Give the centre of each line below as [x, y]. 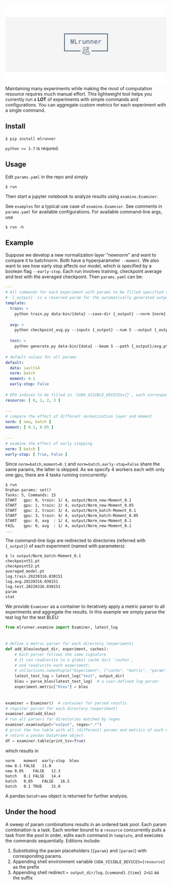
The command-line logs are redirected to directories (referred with [76, 541]
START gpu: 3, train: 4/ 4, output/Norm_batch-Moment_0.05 [72, 516]
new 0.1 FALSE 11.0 [28, 766]
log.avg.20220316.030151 [32, 582]
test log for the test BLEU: [33, 617]
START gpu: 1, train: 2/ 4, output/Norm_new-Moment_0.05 [70, 505]
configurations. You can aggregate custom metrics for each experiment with [86, 105]
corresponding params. [37, 856]
